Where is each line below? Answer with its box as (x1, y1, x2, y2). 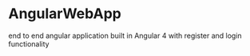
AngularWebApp (8, 5, 121, 23)
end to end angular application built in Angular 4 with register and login (8, 31, 242, 40)
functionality (8, 39, 50, 48)
